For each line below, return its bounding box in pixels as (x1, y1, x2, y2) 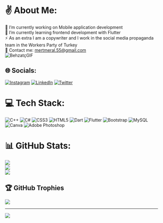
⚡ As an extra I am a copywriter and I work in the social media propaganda (5, 35, 154, 41)
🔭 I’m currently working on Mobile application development (5, 24, 123, 30)
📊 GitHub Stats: (5, 140, 71, 151)
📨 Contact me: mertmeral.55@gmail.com (5, 47, 86, 53)
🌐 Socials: (5, 66, 37, 75)
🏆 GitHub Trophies (5, 184, 65, 192)
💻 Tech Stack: (5, 97, 65, 108)
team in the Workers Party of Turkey (5, 42, 78, 48)
